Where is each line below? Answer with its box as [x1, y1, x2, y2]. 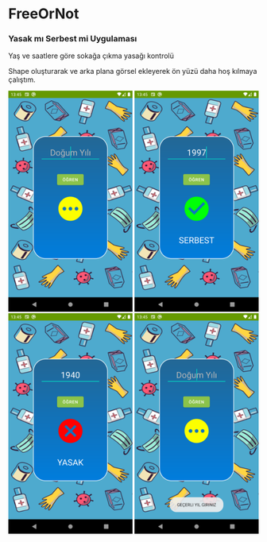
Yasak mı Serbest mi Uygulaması [8, 33, 137, 45]
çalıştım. [8, 75, 36, 84]
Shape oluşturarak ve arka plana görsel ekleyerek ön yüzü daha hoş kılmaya [8, 67, 257, 76]
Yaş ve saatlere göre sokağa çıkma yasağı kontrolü [8, 51, 175, 60]
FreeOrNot [8, 5, 79, 23]
